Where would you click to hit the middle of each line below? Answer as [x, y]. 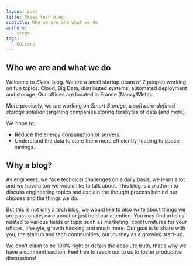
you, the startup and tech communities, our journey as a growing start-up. [95, 234]
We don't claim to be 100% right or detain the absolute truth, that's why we [96, 246]
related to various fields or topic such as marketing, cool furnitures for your [96, 222]
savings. [25, 147]
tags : [13, 39]
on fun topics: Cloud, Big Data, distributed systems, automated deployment [96, 88]
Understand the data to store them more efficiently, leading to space [97, 140]
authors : [17, 28]
